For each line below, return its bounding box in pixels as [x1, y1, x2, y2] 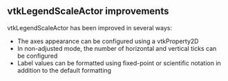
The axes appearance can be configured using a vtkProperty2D [17, 37, 199, 45]
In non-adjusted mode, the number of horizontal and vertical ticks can [17, 44, 217, 52]
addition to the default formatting [17, 66, 112, 74]
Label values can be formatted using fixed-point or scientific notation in [17, 58, 221, 67]
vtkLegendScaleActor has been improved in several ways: [7, 23, 173, 32]
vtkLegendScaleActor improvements [7, 5, 169, 17]
